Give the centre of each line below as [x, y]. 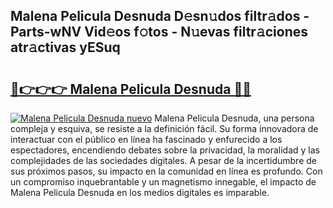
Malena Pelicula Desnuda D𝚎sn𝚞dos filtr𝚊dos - [160, 16]
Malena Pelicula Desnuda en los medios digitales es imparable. [140, 192]
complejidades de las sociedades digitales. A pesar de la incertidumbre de [163, 160]
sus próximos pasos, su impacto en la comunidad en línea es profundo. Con [166, 171]
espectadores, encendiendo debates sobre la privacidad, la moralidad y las [165, 150]
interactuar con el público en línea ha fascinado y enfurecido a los [146, 139]
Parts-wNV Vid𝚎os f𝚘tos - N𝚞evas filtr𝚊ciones [159, 32]
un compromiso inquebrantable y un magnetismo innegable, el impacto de [163, 182]
